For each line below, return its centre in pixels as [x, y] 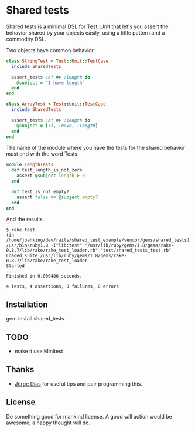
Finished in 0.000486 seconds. [44, 276]
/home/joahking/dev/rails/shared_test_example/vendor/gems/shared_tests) [98, 240]
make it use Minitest [39, 351]
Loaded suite [22, 256]
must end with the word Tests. [42, 154]
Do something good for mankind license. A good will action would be [89, 416]
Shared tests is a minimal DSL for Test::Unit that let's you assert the [87, 26]
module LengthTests [30, 165]
